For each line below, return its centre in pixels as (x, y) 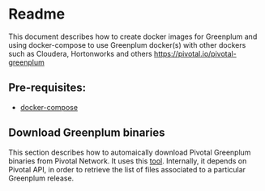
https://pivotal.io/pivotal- (195, 53)
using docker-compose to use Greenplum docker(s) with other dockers (127, 45)
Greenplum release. (41, 178)
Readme (37, 14)
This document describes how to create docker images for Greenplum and (133, 36)
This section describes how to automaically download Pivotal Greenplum (130, 152)
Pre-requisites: (47, 88)
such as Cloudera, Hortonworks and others (80, 53)
